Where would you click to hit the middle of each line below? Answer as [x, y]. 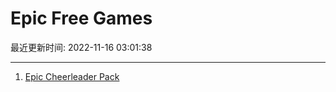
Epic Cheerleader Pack [72, 76]
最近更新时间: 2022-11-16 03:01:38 [81, 47]
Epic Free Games [81, 18]
